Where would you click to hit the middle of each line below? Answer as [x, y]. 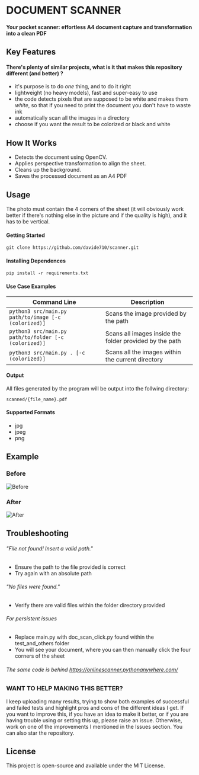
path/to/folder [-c [36, 337]
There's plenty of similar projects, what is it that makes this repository [94, 67]
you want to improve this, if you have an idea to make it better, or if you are [97, 714]
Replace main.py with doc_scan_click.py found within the [84, 637]
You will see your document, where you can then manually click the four [102, 650]
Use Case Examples [31, 286]
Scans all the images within [143, 352]
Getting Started [26, 235]
